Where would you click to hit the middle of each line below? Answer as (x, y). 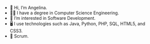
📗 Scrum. (19, 36)
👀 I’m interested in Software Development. (53, 18)
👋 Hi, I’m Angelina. (28, 8)
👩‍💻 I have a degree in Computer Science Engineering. (64, 13)
